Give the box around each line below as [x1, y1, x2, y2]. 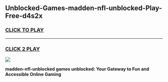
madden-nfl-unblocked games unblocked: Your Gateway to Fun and [5, 66, 149, 72]
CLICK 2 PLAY [5, 45, 40, 52]
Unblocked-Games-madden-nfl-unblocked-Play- [5, 4, 162, 12]
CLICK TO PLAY [5, 27, 44, 34]
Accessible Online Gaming [5, 71, 61, 77]
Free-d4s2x [5, 12, 43, 20]
